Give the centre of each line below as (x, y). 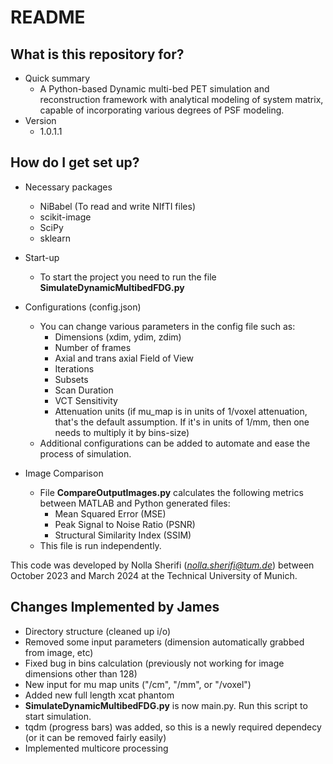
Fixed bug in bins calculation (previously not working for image (154, 663)
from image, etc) (59, 652)
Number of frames (93, 347)
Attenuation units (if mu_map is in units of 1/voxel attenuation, (181, 411)
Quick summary (57, 78)
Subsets (71, 379)
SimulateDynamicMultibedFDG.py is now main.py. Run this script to (166, 705)
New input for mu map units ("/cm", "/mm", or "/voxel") (138, 684)
